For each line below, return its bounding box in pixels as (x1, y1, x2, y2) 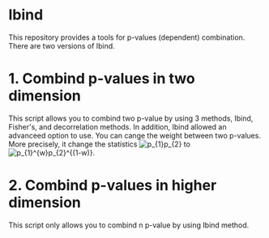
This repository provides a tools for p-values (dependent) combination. (8, 32, 246, 42)
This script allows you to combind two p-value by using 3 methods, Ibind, (8, 113, 254, 123)
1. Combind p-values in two (8, 70, 196, 88)
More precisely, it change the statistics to (8, 139, 190, 149)
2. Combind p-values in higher (8, 176, 217, 195)
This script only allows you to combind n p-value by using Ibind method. (8, 220, 250, 230)
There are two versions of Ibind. (8, 40, 115, 50)
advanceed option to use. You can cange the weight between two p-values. (8, 130, 262, 140)
